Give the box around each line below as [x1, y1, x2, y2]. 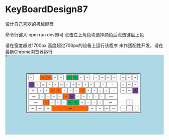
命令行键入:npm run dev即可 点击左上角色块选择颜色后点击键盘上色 [5, 31, 144, 37]
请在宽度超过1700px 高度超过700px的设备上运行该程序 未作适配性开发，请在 [5, 42, 163, 49]
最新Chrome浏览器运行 [5, 49, 53, 55]
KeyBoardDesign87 [5, 4, 88, 15]
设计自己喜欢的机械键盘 [5, 21, 54, 27]
